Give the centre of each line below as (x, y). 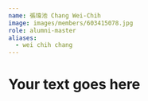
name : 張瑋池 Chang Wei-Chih (55, 16)
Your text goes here (74, 85)
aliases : (23, 38)
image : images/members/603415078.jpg (71, 23)
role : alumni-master (43, 30)
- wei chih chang (44, 45)
